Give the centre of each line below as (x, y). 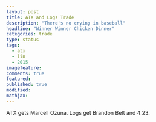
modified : (19, 90)
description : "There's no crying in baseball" (66, 23)
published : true (27, 85)
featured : (19, 79)
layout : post (23, 12)
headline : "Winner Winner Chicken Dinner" (60, 29)
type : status (23, 40)
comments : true (25, 73)
